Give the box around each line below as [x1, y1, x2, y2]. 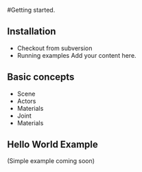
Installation [7, 25, 56, 37]
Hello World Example [7, 139, 98, 151]
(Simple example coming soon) [7, 157, 95, 165]
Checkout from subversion [16, 44, 93, 52]
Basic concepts [7, 72, 75, 83]
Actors [16, 96, 36, 105]
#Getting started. [7, 6, 56, 14]
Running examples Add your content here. [16, 51, 137, 59]
